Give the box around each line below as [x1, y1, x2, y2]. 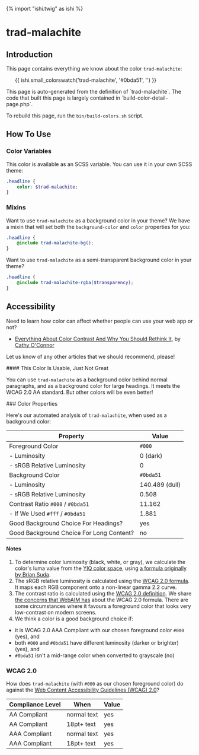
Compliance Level [9, 700, 61, 709]
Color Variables [6, 147, 52, 155]
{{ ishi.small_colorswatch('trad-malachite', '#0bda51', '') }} [14, 77, 157, 84]
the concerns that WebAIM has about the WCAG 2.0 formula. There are [14, 596, 188, 603]
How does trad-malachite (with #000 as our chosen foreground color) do [6, 680, 184, 687]
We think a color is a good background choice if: [14, 615, 133, 622]
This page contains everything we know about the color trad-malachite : [6, 65, 182, 72]
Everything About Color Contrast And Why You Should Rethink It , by [14, 335, 181, 342]
